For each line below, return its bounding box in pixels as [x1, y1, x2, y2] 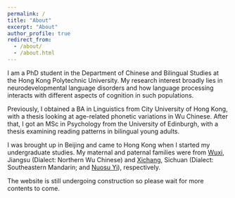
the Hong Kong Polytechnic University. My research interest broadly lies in [7, 76, 223, 84]
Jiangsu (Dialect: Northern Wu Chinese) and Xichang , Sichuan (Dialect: [7, 155, 214, 164]
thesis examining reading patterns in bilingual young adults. [7, 127, 180, 136]
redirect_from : [7, 37, 52, 44]
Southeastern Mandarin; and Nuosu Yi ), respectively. [7, 163, 160, 171]
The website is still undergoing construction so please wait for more [7, 176, 204, 185]
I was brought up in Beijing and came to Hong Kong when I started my [7, 140, 210, 149]
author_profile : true [7, 29, 71, 37]
